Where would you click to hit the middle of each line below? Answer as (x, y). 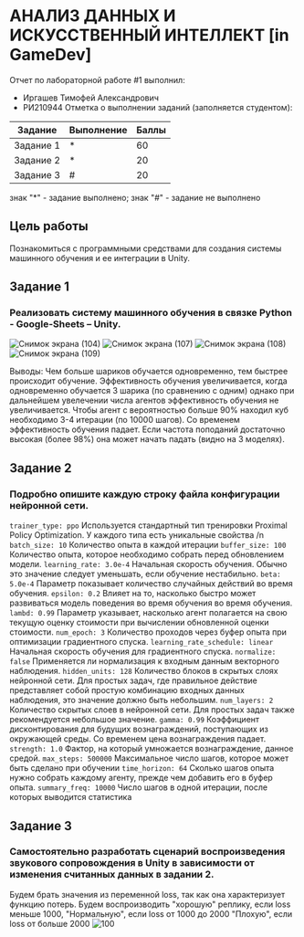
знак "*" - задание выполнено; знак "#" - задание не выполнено (135, 197)
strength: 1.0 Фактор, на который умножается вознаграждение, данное (152, 749)
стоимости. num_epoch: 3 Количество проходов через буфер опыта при (148, 632)
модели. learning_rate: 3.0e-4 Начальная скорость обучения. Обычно (148, 564)
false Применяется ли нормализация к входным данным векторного (145, 661)
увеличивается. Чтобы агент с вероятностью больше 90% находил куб (149, 410)
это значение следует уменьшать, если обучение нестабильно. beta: (145, 574)
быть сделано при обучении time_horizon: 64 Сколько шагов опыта (142, 768)
